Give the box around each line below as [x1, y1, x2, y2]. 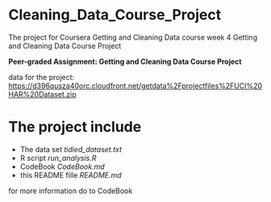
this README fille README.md [19, 170, 123, 179]
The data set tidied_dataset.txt [19, 144, 123, 154]
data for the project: [8, 72, 75, 82]
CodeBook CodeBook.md [19, 162, 105, 171]
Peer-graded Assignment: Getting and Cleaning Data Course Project [8, 57, 242, 66]
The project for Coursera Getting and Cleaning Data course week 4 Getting [8, 32, 258, 42]
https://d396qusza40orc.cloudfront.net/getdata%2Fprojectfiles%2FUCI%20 [8, 81, 263, 90]
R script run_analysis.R [19, 153, 97, 162]
